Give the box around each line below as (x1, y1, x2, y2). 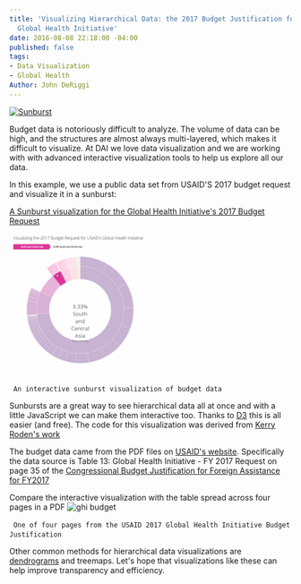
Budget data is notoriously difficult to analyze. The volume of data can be (9, 124, 280, 134)
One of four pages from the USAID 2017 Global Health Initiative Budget (13, 520, 291, 529)
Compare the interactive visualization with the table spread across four (9, 492, 271, 502)
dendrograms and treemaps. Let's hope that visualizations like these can (9, 555, 278, 566)
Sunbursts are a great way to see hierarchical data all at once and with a (9, 399, 276, 411)
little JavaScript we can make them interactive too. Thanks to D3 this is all (9, 409, 282, 420)
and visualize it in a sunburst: (9, 188, 117, 199)
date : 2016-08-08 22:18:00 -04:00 (9, 33, 139, 42)
